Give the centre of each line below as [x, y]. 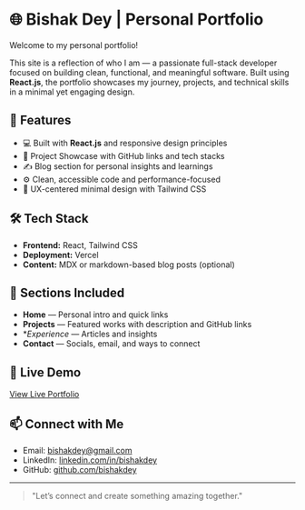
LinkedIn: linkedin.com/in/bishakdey [89, 460]
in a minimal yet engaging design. [72, 92]
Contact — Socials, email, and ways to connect [111, 344]
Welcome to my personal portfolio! [74, 45]
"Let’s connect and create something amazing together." [137, 496]
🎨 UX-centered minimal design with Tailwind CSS [114, 189]
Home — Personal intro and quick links [95, 315]
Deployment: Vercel [60, 255]
